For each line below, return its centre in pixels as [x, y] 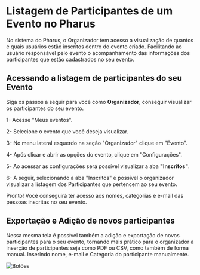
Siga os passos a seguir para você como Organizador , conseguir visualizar [99, 102]
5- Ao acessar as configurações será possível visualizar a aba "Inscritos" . [98, 166]
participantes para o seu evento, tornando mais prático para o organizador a [100, 242]
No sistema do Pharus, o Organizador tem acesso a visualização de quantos [100, 40]
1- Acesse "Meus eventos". [39, 120]
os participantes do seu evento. [45, 108]
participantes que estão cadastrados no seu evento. [70, 59]
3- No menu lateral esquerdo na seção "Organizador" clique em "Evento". [97, 143]
